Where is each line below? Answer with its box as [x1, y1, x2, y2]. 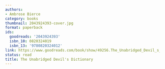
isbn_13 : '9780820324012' [9, 43, 63, 48]
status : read [5, 52, 32, 57]
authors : [5, 7, 23, 12]
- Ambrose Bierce [5, 12, 41, 17]
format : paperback [5, 25, 43, 30]
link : [5, 48, 16, 52]
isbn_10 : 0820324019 [9, 39, 52, 44]
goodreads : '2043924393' [9, 34, 60, 39]
